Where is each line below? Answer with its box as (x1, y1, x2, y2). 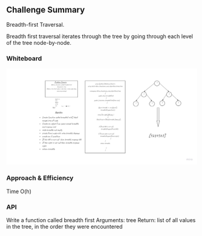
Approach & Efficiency (6, 174, 74, 182)
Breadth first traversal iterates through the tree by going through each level (6, 33, 194, 40)
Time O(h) (6, 188, 31, 195)
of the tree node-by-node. (6, 39, 71, 46)
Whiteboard (6, 54, 42, 62)
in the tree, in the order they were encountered (6, 223, 123, 231)
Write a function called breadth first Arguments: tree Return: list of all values (6, 217, 196, 224)
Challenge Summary (6, 5, 85, 15)
